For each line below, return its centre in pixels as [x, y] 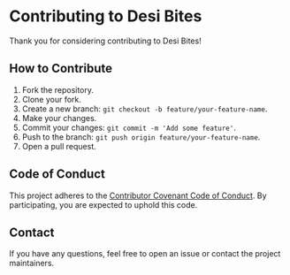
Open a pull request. [59, 146]
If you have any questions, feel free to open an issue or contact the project [145, 254]
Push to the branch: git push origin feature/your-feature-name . [141, 137]
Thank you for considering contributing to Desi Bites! [105, 41]
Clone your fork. [52, 99]
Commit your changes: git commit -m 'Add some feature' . [129, 127]
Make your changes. [59, 118]
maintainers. [32, 264]
